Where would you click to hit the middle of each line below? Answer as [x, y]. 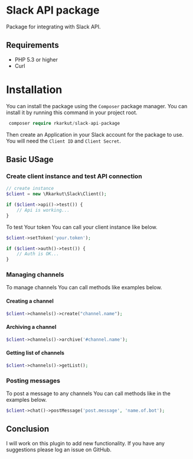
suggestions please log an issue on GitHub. [59, 450]
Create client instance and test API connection [74, 176]
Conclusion [28, 429]
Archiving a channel [31, 327]
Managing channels [35, 274]
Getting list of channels [35, 353]
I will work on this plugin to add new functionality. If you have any [86, 443]
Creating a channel [30, 301]
